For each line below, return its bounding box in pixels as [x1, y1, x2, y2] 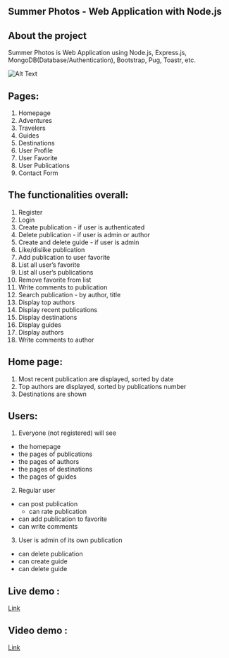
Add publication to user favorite [18, 253, 111, 261]
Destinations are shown [18, 390, 87, 398]
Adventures [18, 116, 52, 125]
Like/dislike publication [18, 245, 85, 253]
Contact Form [18, 169, 58, 177]
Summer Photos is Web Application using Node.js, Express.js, [8, 49, 187, 57]
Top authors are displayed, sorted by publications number [18, 382, 187, 390]
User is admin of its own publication [18, 536, 123, 544]
